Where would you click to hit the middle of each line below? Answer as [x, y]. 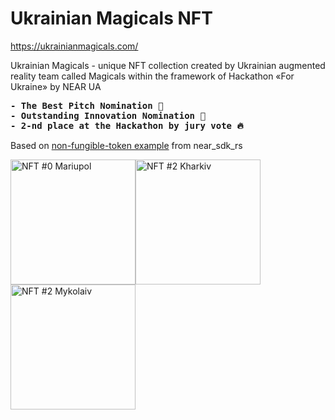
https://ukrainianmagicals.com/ [74, 46]
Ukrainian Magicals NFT [111, 18]
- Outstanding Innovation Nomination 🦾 [108, 115]
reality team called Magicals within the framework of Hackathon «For [152, 76]
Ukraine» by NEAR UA [56, 86]
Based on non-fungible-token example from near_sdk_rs [126, 145]
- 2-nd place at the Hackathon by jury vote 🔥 [127, 125]
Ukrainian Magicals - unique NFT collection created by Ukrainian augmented [168, 65]
